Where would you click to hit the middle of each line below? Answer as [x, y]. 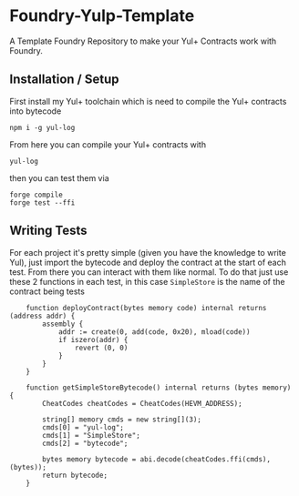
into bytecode [36, 111]
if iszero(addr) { [93, 339]
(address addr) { [42, 316]
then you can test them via [59, 177]
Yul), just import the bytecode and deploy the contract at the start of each [148, 262]
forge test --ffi [42, 202]
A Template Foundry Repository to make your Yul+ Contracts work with [143, 41]
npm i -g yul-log [42, 127]
